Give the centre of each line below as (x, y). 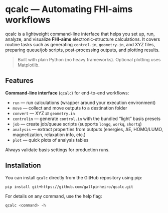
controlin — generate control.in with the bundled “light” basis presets (87, 119)
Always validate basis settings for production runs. (57, 150)
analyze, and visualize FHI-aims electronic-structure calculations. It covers (83, 39)
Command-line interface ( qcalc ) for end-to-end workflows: (67, 93)
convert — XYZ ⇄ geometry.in (44, 113)
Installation (23, 166)
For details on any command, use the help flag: (54, 196)
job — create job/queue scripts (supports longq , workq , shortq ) (77, 124)
